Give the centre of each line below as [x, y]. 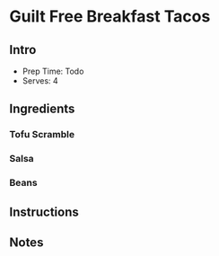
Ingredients [42, 109]
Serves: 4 [40, 81]
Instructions [44, 212]
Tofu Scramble [42, 135]
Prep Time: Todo [53, 71]
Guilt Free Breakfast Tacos [110, 17]
